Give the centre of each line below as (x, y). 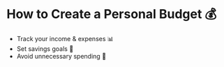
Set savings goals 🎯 (45, 49)
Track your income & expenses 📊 (65, 38)
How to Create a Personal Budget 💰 (112, 14)
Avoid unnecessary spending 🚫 (61, 56)
